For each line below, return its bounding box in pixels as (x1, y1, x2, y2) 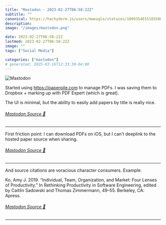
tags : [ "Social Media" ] (5, 48, 54, 53)
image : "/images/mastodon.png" (5, 26, 70, 31)
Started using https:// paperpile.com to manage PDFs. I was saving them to (5, 85, 157, 91)
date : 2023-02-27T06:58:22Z (5, 35, 63, 39)
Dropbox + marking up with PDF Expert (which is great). (5, 90, 120, 96)
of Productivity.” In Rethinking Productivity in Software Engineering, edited (5, 182, 157, 188)
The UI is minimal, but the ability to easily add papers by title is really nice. (5, 100, 156, 106)
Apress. (5, 192, 21, 198)
